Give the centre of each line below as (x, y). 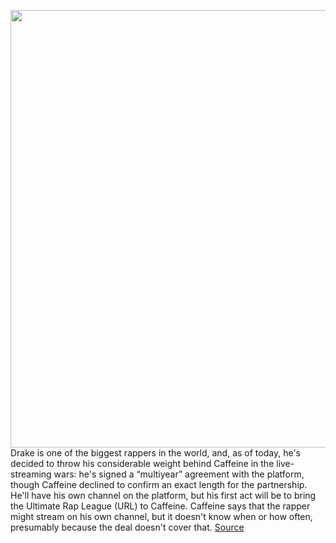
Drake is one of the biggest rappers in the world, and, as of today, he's (155, 453)
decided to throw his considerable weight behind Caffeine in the (142, 463)
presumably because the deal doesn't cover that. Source (127, 527)
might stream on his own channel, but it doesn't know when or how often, (161, 516)
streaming (31, 474)
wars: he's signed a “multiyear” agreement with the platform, (179, 474)
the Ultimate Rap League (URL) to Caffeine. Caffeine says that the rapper (160, 506)
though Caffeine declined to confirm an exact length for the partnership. (159, 484)
